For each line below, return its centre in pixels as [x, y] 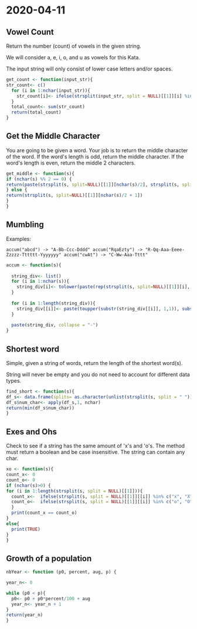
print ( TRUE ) [26, 529]
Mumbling [25, 225]
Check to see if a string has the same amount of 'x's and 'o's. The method [96, 446]
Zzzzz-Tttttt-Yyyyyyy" [34, 255]
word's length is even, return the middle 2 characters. [71, 163]
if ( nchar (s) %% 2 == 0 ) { [39, 179]
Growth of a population [49, 558]
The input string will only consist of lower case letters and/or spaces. [89, 69]
